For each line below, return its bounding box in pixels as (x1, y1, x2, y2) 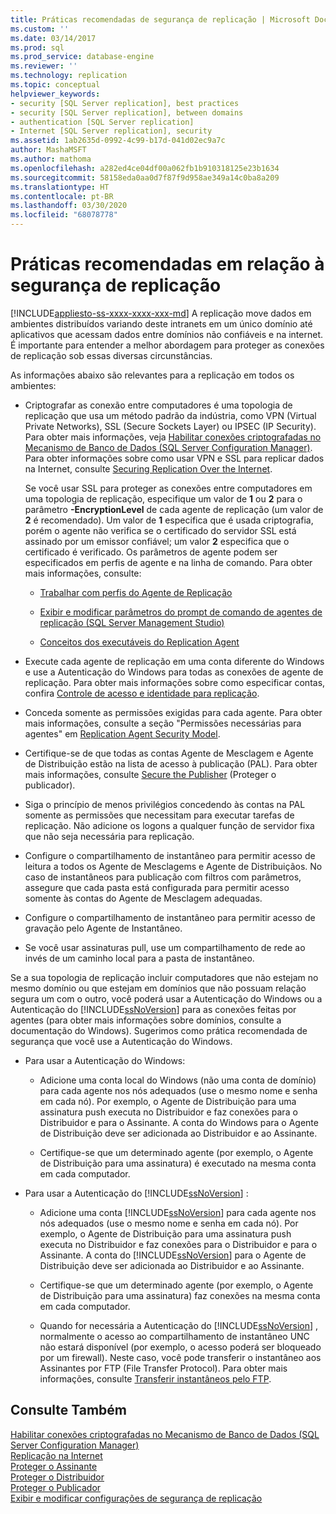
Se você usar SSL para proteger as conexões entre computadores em (24, 482, 313, 494)
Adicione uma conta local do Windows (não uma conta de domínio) (39, 1074, 317, 1086)
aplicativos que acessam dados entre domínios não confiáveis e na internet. (10, 328, 324, 340)
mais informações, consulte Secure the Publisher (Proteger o (24, 768, 277, 780)
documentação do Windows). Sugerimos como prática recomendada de (10, 1024, 308, 1036)
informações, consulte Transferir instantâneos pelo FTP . (39, 1372, 272, 1385)
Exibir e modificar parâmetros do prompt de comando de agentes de (39, 606, 323, 618)
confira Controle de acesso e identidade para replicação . (24, 687, 260, 699)
